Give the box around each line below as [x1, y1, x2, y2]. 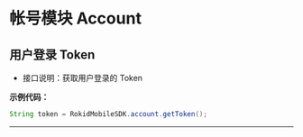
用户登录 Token [9, 47, 96, 62]
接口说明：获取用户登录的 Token [22, 73, 142, 83]
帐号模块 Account [9, 8, 142, 29]
